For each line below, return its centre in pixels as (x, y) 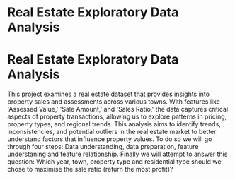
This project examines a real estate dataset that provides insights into (109, 94)
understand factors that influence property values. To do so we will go (110, 139)
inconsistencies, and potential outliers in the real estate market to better (112, 132)
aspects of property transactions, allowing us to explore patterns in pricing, (117, 116)
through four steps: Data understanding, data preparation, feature (103, 147)
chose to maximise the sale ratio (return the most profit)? (90, 169)
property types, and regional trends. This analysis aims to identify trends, (114, 124)
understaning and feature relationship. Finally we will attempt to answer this (117, 154)
